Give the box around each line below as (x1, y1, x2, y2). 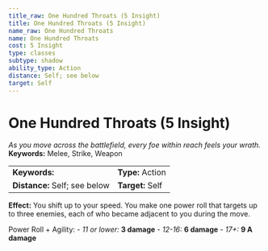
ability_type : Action (8, 64, 82, 72)
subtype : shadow (8, 57, 63, 65)
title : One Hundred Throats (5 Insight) (8, 19, 147, 27)
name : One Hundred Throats (8, 34, 99, 43)
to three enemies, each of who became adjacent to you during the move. (8, 209, 250, 219)
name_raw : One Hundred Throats (8, 27, 114, 35)
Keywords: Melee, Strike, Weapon (8, 149, 123, 158)
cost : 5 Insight (8, 42, 63, 50)
